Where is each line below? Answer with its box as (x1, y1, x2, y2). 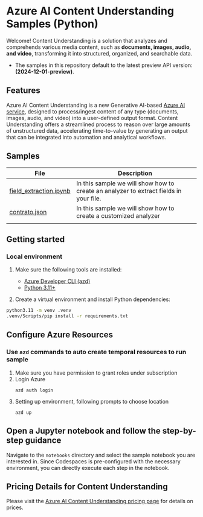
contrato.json (9, 208, 47, 216)
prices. (6, 504, 24, 511)
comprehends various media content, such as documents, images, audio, (6, 43, 192, 51)
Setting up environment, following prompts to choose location (14, 398, 169, 405)
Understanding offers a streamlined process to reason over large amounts (6, 121, 190, 128)
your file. (76, 194, 101, 203)
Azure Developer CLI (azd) (24, 278, 91, 285)
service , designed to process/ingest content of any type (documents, (6, 107, 179, 115)
